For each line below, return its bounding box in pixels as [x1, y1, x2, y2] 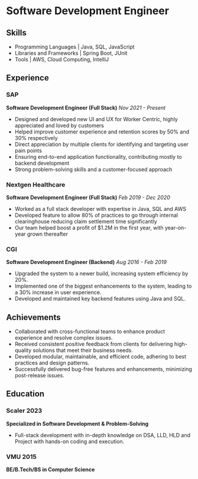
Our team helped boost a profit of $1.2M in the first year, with [14, 224, 164, 231]
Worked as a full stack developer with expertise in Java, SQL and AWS [14, 205, 186, 212]
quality [14, 347, 32, 354]
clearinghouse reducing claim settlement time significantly [14, 217, 158, 225]
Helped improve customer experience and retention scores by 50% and [14, 128, 190, 135]
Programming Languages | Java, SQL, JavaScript [14, 43, 135, 50]
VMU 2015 [6, 452, 37, 461]
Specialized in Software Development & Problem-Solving [6, 420, 149, 427]
